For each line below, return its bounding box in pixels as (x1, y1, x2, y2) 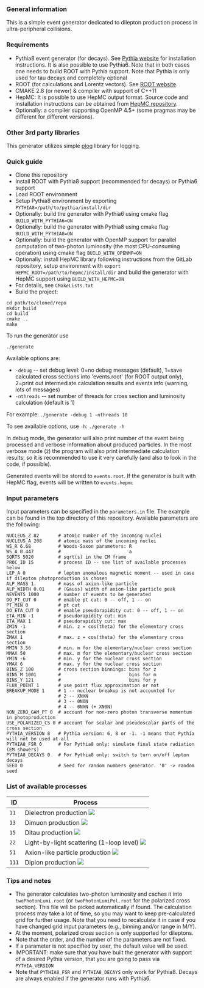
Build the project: (15, 288, 58, 295)
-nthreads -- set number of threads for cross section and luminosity (15, 393, 186, 400)
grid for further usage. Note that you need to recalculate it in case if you (15, 916, 196, 924)
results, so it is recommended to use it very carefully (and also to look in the (6, 454, 197, 462)
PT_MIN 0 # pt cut (6, 602, 80, 608)
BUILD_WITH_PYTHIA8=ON (15, 231, 73, 237)
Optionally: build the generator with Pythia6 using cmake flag (15, 210, 169, 218)
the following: (6, 521, 41, 528)
